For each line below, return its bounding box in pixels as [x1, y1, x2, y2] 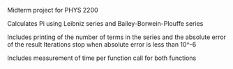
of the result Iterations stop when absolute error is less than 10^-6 [7, 40, 197, 48]
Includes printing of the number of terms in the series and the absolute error [7, 33, 227, 41]
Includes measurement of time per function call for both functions [7, 54, 197, 62]
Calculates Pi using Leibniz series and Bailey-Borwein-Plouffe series [7, 20, 204, 27]
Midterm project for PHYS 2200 [7, 6, 99, 14]
